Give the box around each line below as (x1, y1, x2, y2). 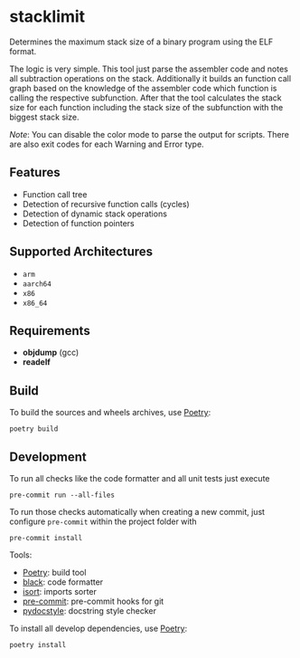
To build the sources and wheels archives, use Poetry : (9, 407, 211, 418)
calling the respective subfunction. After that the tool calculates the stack (9, 92, 282, 103)
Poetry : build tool (22, 567, 87, 577)
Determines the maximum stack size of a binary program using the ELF (9, 36, 274, 47)
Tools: (9, 549, 33, 560)
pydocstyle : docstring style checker (22, 606, 156, 616)
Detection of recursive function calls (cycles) (22, 198, 190, 209)
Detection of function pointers (22, 217, 135, 228)
